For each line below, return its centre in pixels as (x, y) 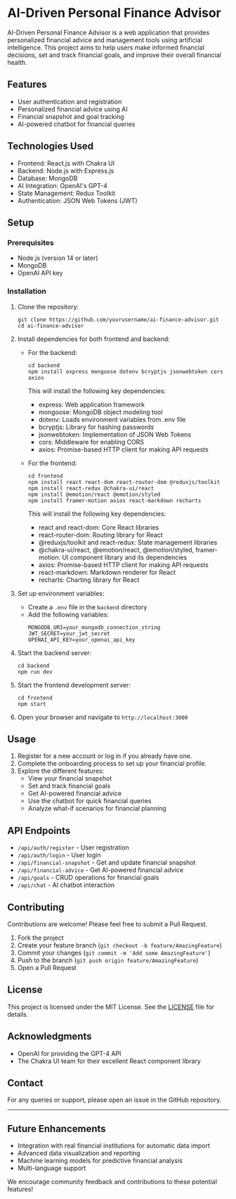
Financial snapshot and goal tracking (71, 116)
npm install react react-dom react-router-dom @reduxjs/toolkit (124, 482)
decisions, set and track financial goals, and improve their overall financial (114, 55)
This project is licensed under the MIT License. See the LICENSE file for (111, 1007)
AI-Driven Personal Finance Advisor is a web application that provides (109, 32)
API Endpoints (39, 830)
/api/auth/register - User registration (73, 847)
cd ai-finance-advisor (51, 325)
